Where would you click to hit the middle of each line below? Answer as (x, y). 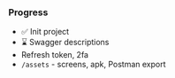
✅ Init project (45, 32)
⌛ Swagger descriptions (65, 43)
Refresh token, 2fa (55, 55)
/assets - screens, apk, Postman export (93, 65)
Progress (28, 12)
